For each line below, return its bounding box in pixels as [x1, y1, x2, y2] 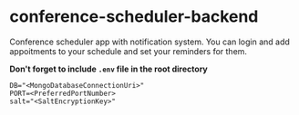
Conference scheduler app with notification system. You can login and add [9, 36, 290, 47]
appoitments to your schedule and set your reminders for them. [9, 45, 248, 56]
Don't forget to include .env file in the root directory [9, 63, 208, 74]
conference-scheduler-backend [9, 6, 259, 27]
